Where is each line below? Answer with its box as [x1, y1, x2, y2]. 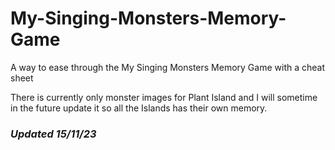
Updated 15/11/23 [10, 127, 97, 141]
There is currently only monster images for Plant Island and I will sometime [10, 91, 318, 103]
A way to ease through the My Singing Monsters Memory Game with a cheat [10, 61, 326, 73]
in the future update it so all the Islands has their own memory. [10, 102, 268, 114]
